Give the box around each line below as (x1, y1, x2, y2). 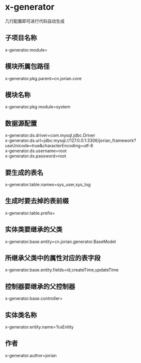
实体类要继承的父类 (5, 225, 63, 234)
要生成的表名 (5, 168, 44, 176)
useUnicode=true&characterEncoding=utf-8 (5, 143, 94, 149)
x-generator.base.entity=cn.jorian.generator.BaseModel (5, 239, 116, 244)
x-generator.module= (5, 47, 47, 52)
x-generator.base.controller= (5, 295, 63, 301)
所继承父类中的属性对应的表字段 (5, 254, 101, 262)
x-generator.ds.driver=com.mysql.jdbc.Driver (5, 133, 95, 138)
